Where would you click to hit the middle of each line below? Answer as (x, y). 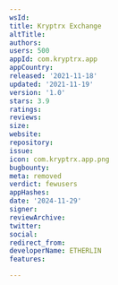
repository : (31, 142)
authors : (25, 43)
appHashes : (29, 193)
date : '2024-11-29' (46, 201)
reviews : (25, 117)
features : (28, 259)
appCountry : (31, 68)
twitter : (25, 226)
